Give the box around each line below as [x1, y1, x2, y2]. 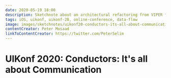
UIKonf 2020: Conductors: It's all [5, 53, 148, 65]
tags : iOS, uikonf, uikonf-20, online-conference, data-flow [5, 17, 138, 22]
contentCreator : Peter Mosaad [5, 27, 70, 32]
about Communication [5, 64, 102, 75]
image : [5, 21, 19, 27]
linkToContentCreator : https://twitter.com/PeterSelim [5, 31, 124, 36]
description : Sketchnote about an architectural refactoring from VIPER [5, 12, 163, 17]
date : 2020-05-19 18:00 [5, 7, 56, 13]
